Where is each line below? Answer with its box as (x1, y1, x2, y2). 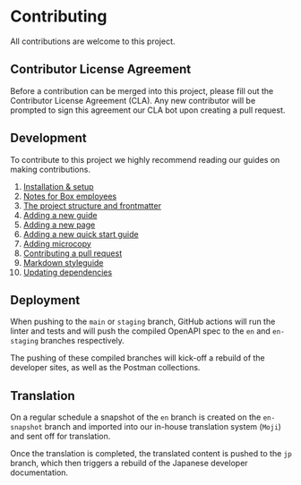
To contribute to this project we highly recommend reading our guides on (10, 154, 280, 165)
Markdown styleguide (22, 257, 104, 268)
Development (10, 131, 88, 146)
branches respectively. (40, 336, 125, 346)
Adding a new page (22, 219, 96, 230)
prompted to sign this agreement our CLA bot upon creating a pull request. (10, 105, 286, 115)
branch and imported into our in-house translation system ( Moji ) (44, 421, 281, 432)
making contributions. (10, 164, 90, 174)
